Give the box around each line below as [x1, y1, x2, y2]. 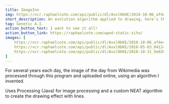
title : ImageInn [5, 7, 39, 12]
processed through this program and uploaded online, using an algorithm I [5, 73, 159, 79]
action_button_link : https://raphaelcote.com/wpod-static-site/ [5, 30, 143, 35]
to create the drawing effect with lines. [5, 93, 86, 99]
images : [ [5, 35, 26, 40]
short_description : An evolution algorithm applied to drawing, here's [5, 16, 158, 21]
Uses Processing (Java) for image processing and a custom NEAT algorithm [5, 88, 162, 94]
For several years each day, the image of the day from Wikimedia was [5, 67, 150, 73]
